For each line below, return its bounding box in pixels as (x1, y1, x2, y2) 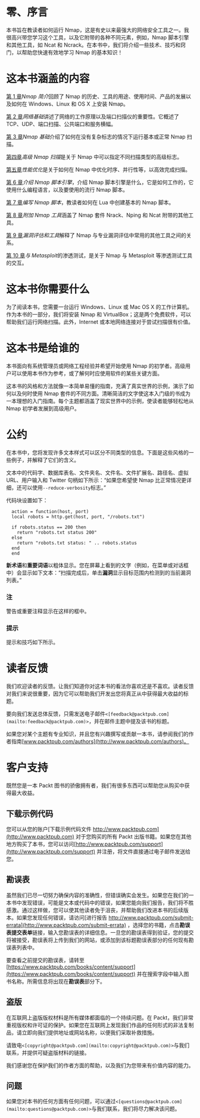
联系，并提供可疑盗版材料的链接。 (6, 1049, 90, 1056)
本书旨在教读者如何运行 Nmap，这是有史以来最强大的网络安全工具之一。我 (6, 26, 189, 33)
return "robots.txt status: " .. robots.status (17, 540, 137, 546)
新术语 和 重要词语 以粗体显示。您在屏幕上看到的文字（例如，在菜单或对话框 (6, 561, 189, 569)
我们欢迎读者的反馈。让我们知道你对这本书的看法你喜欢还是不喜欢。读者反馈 (6, 683, 194, 690)
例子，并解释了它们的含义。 (11, 456, 79, 463)
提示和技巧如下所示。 (6, 638, 58, 646)
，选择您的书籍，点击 (127, 921, 180, 929)
